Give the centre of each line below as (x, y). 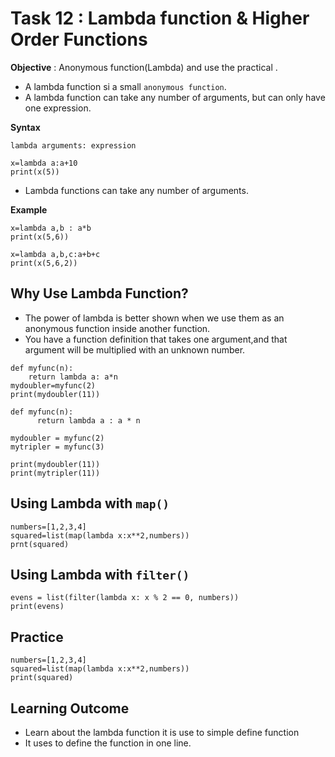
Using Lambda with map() (90, 503)
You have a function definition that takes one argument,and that (156, 339)
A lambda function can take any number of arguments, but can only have (175, 97)
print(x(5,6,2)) (44, 263)
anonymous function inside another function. (117, 328)
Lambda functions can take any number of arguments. (136, 190)
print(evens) (37, 607)
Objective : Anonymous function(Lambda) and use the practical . (144, 67)
